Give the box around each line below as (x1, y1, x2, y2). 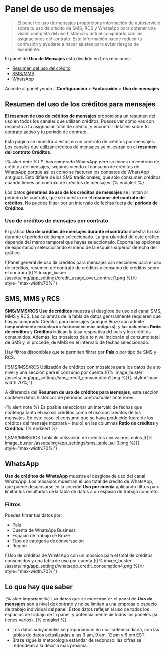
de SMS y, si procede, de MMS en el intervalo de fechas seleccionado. (5, 339, 150, 345)
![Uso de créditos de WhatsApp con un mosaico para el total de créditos (5, 552, 153, 558)
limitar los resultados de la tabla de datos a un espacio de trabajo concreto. (5, 489, 159, 494)
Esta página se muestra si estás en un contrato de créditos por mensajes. (5, 138, 155, 144)
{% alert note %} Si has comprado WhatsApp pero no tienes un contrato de (5, 159, 160, 164)
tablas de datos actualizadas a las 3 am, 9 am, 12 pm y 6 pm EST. (12, 632, 146, 638)
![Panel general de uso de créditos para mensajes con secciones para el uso (5, 259, 162, 266)
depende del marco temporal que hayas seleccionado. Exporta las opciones (5, 239, 161, 245)
